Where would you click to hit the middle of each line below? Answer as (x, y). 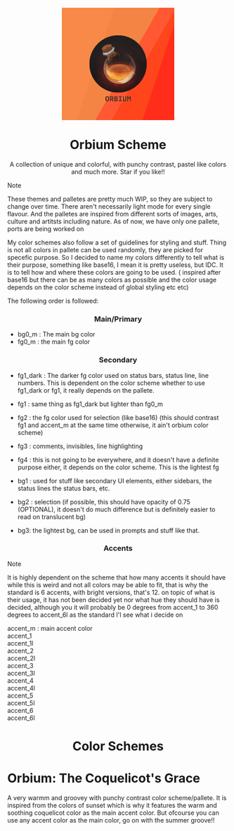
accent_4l (21, 688)
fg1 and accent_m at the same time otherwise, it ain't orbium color (113, 425)
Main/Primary (118, 319)
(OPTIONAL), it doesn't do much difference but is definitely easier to (116, 509)
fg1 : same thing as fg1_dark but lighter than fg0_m (90, 404)
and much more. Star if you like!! (118, 171)
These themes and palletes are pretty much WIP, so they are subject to (110, 199)
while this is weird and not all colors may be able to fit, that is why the (108, 584)
